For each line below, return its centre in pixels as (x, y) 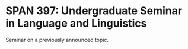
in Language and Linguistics (76, 23)
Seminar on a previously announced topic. (57, 40)
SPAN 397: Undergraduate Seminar (94, 11)
